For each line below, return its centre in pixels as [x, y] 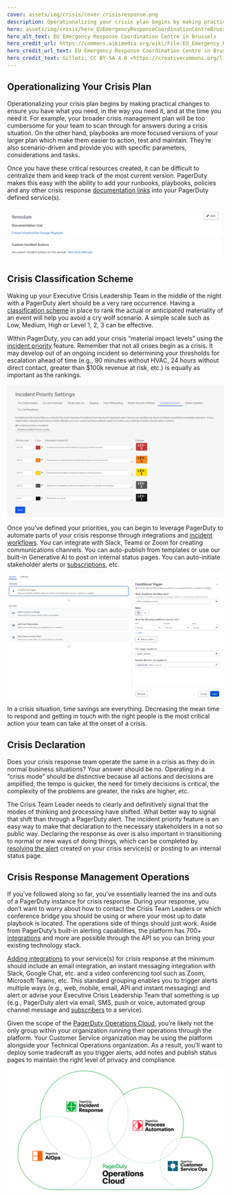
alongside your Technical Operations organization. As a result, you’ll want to [115, 1045]
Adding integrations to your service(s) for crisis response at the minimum [111, 959]
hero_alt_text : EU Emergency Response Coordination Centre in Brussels [112, 37]
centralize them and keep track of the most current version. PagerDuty [107, 175]
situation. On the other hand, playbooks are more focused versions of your [113, 133]
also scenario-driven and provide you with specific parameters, [97, 147]
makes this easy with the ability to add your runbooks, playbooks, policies [112, 183]
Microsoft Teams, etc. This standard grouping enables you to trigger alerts [112, 980]
